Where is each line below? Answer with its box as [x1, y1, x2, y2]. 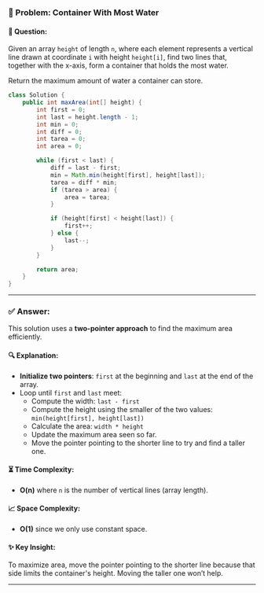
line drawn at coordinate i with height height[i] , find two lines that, [8, 53, 228, 62]
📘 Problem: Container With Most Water [8, 7, 159, 18]
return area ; [36, 265, 79, 274]
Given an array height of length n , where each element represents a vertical [8, 44, 254, 53]
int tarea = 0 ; [36, 135, 86, 143]
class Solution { [8, 91, 65, 99]
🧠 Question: [8, 27, 48, 36]
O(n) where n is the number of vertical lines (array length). [19, 485, 208, 495]
